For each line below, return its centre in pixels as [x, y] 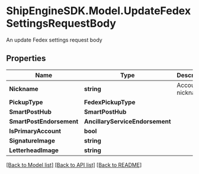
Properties [26, 58]
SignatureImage [32, 140]
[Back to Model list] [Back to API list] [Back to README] [74, 165]
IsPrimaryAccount [35, 131]
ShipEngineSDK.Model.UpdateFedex [99, 11]
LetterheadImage [34, 150]
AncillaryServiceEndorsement [127, 121]
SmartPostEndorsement [44, 121]
